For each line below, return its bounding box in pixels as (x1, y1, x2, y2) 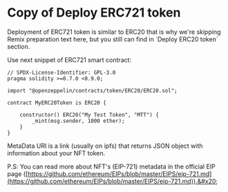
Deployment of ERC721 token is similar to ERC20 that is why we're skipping (7, 28, 221, 36)
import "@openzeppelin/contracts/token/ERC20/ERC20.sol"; (7, 87, 178, 94)
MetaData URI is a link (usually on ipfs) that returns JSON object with (7, 142, 203, 150)
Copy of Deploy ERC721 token (7, 5, 181, 21)
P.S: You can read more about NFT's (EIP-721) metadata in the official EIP (7, 162, 216, 171)
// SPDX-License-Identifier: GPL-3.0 (7, 69, 116, 76)
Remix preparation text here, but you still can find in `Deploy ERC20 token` (7, 35, 219, 43)
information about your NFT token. (7, 148, 106, 157)
